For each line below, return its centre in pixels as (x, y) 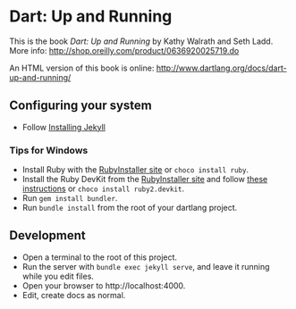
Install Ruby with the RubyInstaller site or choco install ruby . (135, 170)
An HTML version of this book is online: (82, 68)
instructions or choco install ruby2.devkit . (103, 188)
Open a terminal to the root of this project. (99, 257)
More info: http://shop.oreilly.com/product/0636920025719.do (124, 50)
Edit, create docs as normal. (74, 295)
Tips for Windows (49, 150)
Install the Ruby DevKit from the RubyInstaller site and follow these (145, 180)
